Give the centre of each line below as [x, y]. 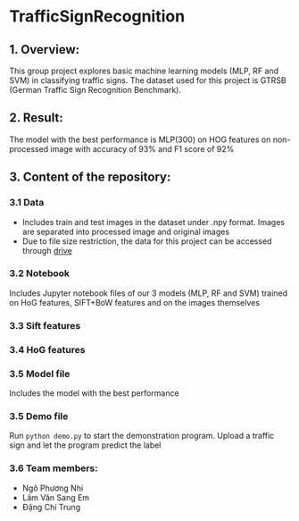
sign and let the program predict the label [85, 445]
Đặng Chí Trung [51, 507]
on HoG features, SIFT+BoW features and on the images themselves [135, 302]
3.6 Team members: [54, 468]
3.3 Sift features [45, 325]
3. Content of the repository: [90, 177]
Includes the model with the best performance [95, 393]
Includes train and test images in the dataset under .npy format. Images [154, 222]
